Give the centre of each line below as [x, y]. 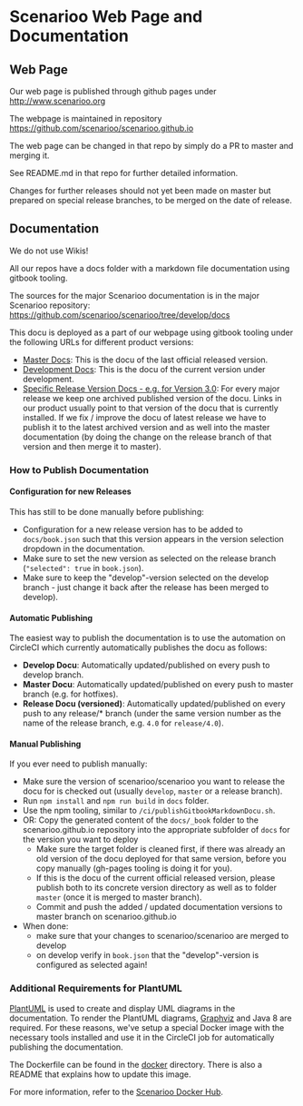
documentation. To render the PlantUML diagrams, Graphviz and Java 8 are [151, 1018]
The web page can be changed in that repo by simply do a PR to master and [151, 146]
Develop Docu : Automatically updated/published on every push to [146, 666]
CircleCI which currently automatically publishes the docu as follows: [138, 647]
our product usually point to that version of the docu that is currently [150, 408]
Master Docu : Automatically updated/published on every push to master [158, 685]
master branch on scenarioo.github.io [106, 917]
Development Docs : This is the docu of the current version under [144, 369]
